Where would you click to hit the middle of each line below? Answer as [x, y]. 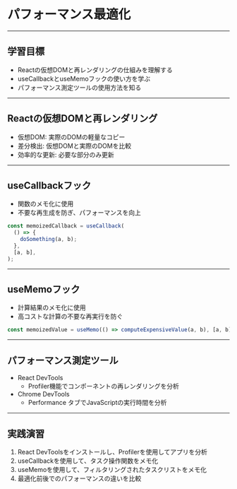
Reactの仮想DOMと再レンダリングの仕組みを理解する [95, 70]
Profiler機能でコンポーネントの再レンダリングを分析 [104, 387]
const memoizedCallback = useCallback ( [66, 226]
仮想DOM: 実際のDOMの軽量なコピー [71, 137]
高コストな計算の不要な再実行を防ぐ [70, 317]
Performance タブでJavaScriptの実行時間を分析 [97, 403]
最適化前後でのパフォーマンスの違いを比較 [79, 478]
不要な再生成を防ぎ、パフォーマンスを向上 [79, 213]
